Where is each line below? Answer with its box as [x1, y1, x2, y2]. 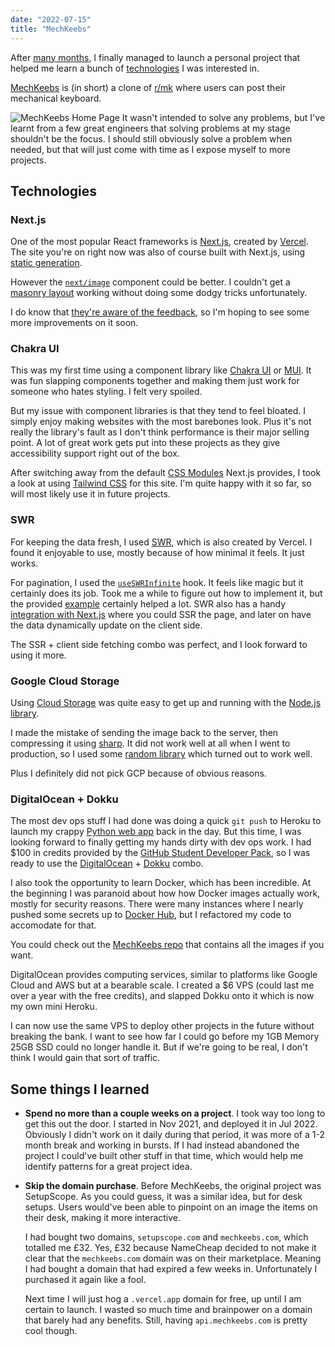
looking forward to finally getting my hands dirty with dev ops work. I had [10, 836, 312, 848]
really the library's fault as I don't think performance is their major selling [10, 426, 310, 438]
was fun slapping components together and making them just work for [10, 375, 300, 387]
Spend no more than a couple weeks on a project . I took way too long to [24, 1107, 326, 1120]
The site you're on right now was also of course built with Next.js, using [10, 246, 306, 258]
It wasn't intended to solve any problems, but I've [121, 111, 326, 123]
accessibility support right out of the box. [10, 447, 180, 460]
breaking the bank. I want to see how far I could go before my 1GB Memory [10, 1031, 320, 1043]
